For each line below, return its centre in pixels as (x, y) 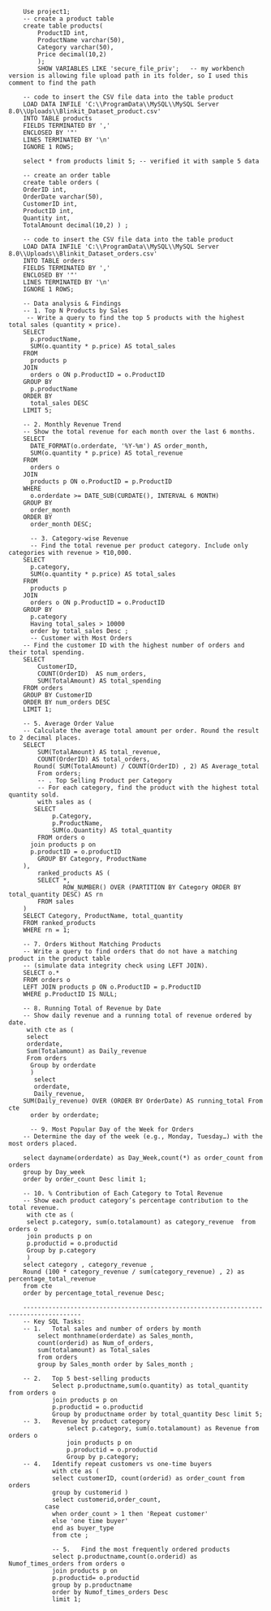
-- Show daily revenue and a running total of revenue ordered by (138, 1015)
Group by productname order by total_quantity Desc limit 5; (157, 1414)
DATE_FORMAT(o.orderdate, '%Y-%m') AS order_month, (119, 446)
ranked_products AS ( (74, 873)
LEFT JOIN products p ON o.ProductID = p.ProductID (112, 987)
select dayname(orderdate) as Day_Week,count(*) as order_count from (143, 1158)
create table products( (63, 26)
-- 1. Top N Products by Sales (76, 311)
